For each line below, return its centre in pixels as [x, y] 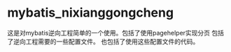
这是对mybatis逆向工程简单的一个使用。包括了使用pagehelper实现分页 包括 [116, 33]
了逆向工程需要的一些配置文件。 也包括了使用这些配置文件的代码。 [103, 41]
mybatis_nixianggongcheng [90, 13]
